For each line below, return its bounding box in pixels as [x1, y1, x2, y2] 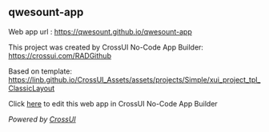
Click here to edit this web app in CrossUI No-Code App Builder [8, 98, 218, 108]
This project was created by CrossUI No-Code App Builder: [8, 42, 204, 52]
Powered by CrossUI [8, 114, 76, 124]
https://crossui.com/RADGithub [8, 50, 112, 60]
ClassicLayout [8, 83, 55, 93]
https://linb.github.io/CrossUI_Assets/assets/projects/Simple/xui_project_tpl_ [8, 74, 261, 84]
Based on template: [8, 66, 73, 76]
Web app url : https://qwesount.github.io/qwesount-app [8, 26, 192, 36]
